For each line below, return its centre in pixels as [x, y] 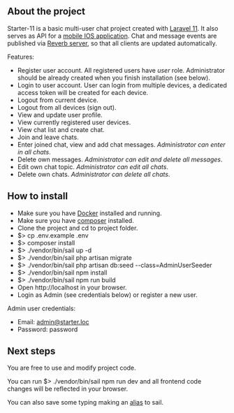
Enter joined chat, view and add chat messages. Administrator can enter [121, 144]
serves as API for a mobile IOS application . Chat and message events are [112, 36]
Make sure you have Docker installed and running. [89, 213]
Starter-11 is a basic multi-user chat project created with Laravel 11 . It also [113, 28]
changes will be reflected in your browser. [68, 389]
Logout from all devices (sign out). [67, 107]
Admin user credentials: [41, 308]
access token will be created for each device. [83, 92]
